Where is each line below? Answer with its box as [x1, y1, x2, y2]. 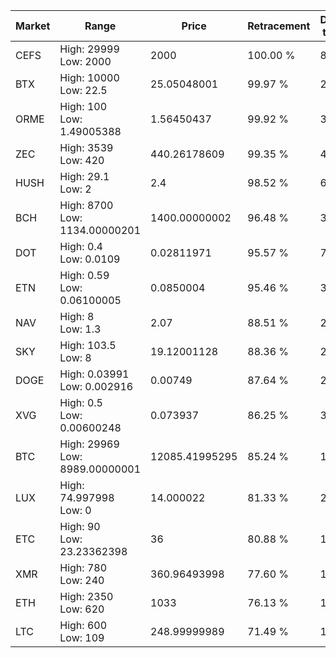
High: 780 [59, 561, 108, 574]
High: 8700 [59, 199, 114, 212]
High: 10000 [59, 71, 120, 84]
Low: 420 [59, 154, 105, 167]
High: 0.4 [59, 240, 103, 253]
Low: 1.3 [59, 322, 102, 336]
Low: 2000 [59, 55, 112, 68]
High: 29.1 [59, 170, 110, 183]
